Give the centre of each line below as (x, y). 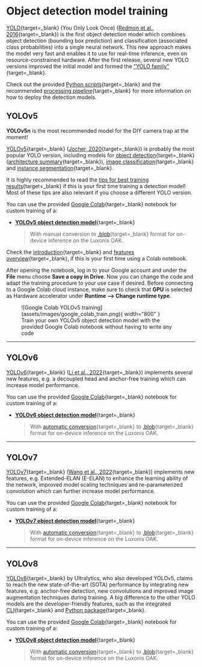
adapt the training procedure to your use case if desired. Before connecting (100, 283)
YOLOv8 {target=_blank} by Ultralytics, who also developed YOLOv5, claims (100, 578)
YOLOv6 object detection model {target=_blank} (75, 415)
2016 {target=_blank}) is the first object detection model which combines (96, 34)
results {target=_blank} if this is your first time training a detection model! (96, 186)
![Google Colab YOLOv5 (51, 307)
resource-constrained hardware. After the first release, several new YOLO (98, 60)
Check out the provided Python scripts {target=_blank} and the (84, 84)
